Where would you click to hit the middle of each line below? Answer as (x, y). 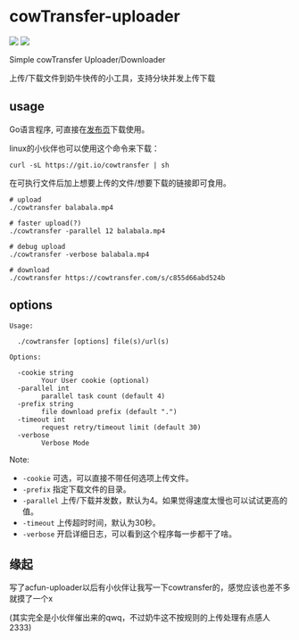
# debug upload (37, 246)
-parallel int (43, 388)
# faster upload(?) (46, 223)
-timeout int (42, 420)
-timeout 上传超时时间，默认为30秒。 (91, 522)
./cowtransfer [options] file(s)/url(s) (93, 341)
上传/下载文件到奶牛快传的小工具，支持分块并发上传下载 (112, 78)
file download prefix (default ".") (109, 411)
